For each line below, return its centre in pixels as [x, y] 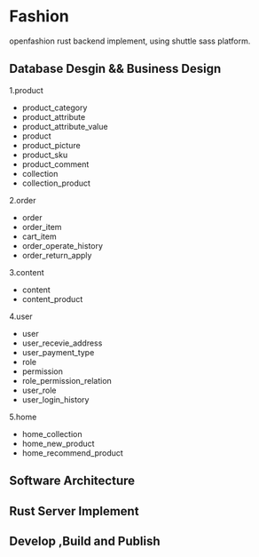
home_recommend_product [73, 453]
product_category [55, 107]
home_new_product [58, 443]
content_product [52, 298]
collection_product [56, 183]
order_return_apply [57, 255]
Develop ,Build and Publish [85, 541]
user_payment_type [58, 352]
